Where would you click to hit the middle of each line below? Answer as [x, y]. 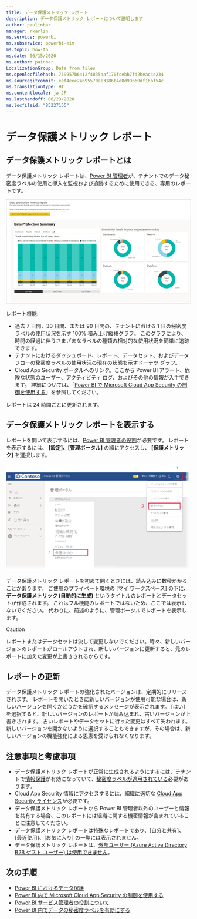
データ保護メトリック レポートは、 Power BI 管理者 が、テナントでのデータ [95, 176]
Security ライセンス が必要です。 [53, 801]
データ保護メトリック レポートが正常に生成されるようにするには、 [95, 772]
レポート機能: [23, 313]
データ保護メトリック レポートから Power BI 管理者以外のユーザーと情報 [102, 809]
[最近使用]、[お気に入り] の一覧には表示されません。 [78, 838]
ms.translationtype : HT [35, 87]
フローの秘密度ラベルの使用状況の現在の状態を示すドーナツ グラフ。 [97, 363]
